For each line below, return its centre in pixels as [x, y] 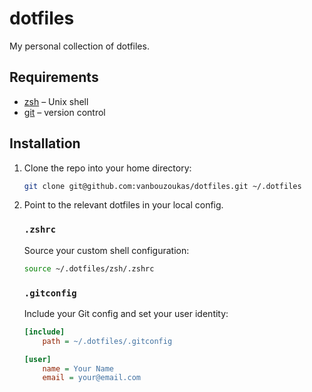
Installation [45, 143]
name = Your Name [78, 368]
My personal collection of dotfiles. [79, 46]
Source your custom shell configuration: [106, 250]
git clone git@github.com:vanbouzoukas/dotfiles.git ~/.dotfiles [162, 186]
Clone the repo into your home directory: [107, 168]
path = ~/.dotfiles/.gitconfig [107, 341]
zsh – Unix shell [56, 101]
